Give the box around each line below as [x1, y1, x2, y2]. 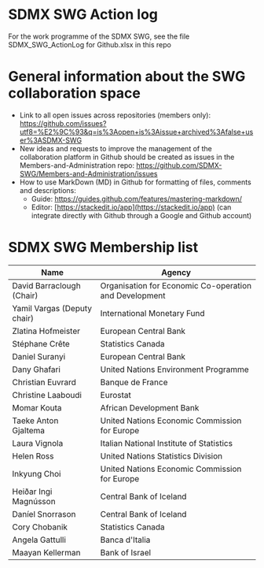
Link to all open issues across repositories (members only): [19, 110, 211, 120]
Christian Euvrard [12, 377, 77, 388]
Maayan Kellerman [12, 547, 81, 558]
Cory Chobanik [12, 522, 68, 533]
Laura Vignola [12, 437, 64, 448]
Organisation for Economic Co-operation [100, 280, 252, 291]
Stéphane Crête [12, 338, 71, 349]
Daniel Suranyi [12, 351, 66, 362]
